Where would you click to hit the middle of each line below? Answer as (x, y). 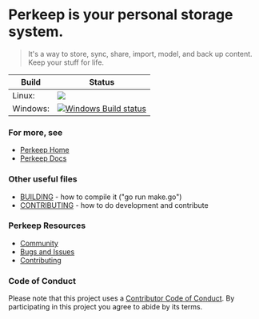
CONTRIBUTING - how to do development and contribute (114, 205)
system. (36, 32)
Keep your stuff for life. (66, 62)
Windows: (31, 108)
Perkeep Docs (43, 158)
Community (39, 243)
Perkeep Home (44, 150)
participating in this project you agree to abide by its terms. (106, 307)
